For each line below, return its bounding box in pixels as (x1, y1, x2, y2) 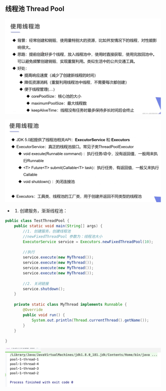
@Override (23, 307, 43, 313)
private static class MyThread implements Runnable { (14, 302, 127, 307)
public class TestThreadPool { (5, 218, 70, 223)
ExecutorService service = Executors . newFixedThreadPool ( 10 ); (23, 239, 154, 244)
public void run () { (23, 312, 65, 318)
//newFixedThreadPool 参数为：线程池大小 (23, 234, 103, 239)
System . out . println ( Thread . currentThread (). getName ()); (31, 318, 149, 323)
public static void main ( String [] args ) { (14, 224, 103, 229)
